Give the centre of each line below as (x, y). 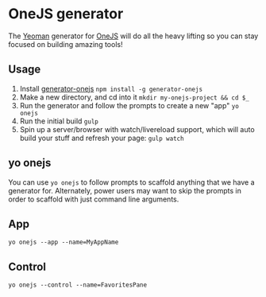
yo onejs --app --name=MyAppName (64, 242)
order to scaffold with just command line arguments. (94, 199)
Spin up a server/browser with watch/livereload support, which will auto (137, 129)
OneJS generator (66, 14)
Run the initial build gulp (59, 121)
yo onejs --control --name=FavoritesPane (78, 285)
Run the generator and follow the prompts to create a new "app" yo (129, 105)
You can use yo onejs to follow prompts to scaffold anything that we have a (132, 182)
